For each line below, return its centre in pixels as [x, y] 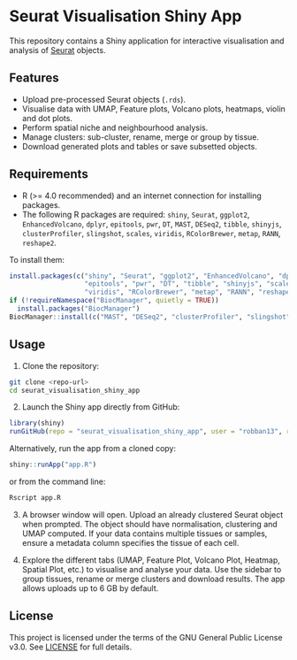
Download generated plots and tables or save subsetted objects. [140, 146]
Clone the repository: [61, 365]
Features [34, 78]
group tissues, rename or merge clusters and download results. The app [153, 579]
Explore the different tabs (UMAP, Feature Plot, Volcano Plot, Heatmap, [151, 560]
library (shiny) [37, 423]
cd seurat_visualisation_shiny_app [75, 390]
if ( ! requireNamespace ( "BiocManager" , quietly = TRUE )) [114, 301]
